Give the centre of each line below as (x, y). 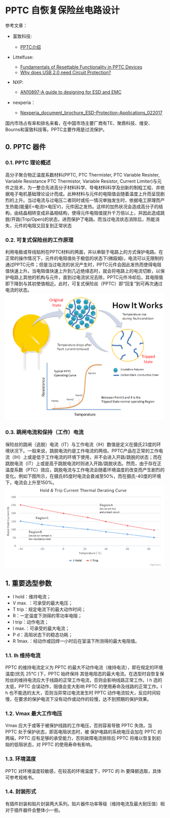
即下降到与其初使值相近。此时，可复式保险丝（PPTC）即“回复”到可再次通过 (84, 283)
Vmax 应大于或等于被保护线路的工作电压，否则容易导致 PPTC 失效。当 (79, 726)
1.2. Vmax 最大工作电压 (34, 713)
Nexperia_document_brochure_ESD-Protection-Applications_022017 (91, 113)
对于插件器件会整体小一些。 (34, 810)
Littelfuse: (23, 57)
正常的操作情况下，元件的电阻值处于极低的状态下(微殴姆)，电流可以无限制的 (84, 258)
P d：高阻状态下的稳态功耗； (43, 634)
